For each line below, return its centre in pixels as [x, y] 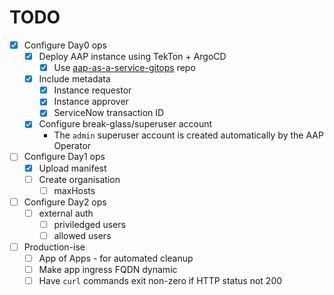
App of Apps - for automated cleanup [116, 258]
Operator [72, 146]
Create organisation [79, 179]
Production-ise [54, 247]
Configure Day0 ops [65, 45]
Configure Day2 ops [65, 202]
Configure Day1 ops [64, 157]
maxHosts [74, 190]
